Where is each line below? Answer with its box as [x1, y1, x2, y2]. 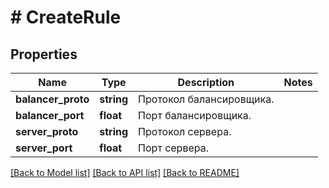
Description [177, 76, 235, 89]
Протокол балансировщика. [138, 92, 275, 106]
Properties [10, 46, 78, 63]
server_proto [15, 125, 79, 138]
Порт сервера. [138, 141, 209, 155]
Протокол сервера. [138, 125, 232, 138]
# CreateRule [10, 6, 122, 29]
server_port [15, 141, 73, 155]
